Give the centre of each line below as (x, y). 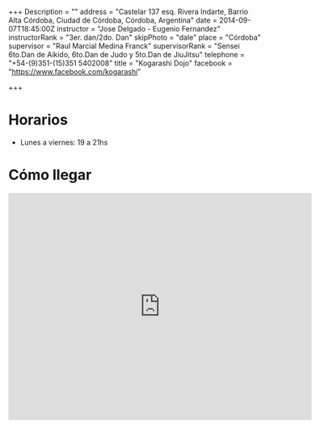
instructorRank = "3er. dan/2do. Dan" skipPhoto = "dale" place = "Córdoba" (135, 37)
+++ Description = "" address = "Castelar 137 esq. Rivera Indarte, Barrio (128, 12)
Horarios (38, 120)
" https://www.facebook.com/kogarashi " (75, 71)
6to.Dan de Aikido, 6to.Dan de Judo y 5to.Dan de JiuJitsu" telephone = (126, 55)
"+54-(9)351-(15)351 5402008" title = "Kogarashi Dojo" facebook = (120, 63)
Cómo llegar (50, 175)
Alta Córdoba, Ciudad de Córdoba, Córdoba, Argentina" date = (113, 20)
